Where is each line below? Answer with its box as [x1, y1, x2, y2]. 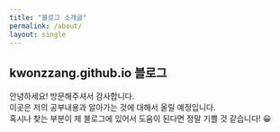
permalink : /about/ [9, 22, 83, 31]
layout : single [9, 30, 67, 39]
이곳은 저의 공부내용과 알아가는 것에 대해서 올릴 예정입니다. [9, 102, 216, 113]
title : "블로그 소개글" [9, 13, 87, 22]
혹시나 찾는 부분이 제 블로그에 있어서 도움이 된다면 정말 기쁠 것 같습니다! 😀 [9, 113, 272, 124]
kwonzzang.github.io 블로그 [9, 65, 167, 81]
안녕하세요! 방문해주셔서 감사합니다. [9, 91, 135, 101]
